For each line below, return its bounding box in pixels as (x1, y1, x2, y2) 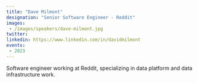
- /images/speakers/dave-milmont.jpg (8, 25, 103, 32)
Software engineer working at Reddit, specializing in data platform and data (6, 64, 193, 72)
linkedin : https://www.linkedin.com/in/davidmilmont (6, 37, 141, 43)
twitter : (6, 31, 28, 37)
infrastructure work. (6, 70, 56, 78)
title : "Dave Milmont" (6, 8, 63, 15)
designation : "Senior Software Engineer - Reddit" (6, 14, 136, 20)
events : (6, 43, 26, 49)
